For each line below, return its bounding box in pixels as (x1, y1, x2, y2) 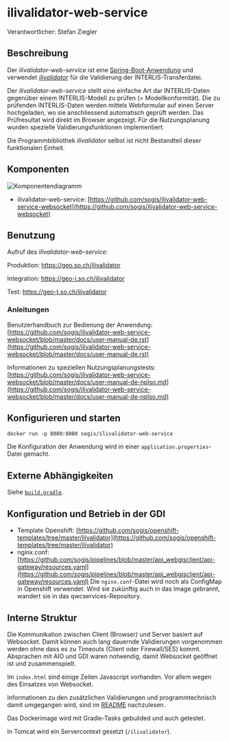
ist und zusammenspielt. (7, 659, 77, 668)
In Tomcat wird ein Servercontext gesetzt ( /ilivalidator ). (7, 727, 171, 735)
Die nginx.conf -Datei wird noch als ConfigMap (90, 578, 222, 586)
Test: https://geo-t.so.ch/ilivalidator (7, 287, 108, 296)
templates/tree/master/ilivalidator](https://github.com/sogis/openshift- (16, 534, 216, 542)
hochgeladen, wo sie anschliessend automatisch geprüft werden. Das (7, 108, 204, 116)
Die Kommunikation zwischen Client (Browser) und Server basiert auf (7, 630, 204, 638)
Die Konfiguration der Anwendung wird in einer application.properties (7, 442, 209, 451)
